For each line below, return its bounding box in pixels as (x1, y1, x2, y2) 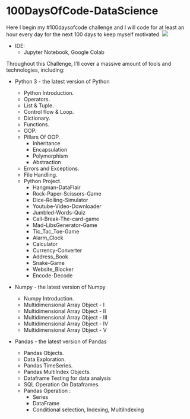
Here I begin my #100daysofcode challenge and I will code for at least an (6, 24, 185, 31)
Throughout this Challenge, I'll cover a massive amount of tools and (6, 60, 172, 67)
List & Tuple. (23, 102, 55, 109)
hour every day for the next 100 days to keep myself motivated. (6, 31, 161, 38)
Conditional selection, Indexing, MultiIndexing (32, 406, 144, 413)
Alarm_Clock (32, 234, 64, 241)
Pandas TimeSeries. (23, 362, 73, 369)
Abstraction (32, 158, 61, 165)
